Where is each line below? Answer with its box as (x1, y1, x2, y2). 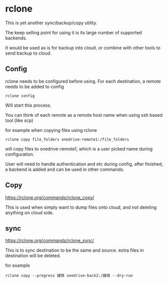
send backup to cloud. (5, 50, 52, 56)
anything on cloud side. (5, 209, 54, 215)
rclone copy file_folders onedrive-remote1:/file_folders (5, 137, 129, 142)
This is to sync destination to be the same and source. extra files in (5, 247, 144, 253)
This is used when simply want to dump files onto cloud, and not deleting (5, 204, 157, 210)
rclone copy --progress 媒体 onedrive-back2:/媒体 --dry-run (5, 273, 133, 278)
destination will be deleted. (5, 253, 61, 259)
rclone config (5, 93, 35, 99)
